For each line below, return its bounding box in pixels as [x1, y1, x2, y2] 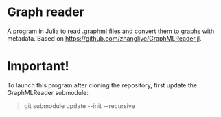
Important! [7, 58, 69, 74]
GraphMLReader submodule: [7, 88, 89, 96]
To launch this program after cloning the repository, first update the [7, 81, 198, 89]
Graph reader [7, 4, 84, 20]
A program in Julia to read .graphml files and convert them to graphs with [7, 27, 215, 35]
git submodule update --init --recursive [23, 101, 135, 110]
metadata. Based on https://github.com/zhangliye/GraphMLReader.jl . [7, 34, 202, 42]
